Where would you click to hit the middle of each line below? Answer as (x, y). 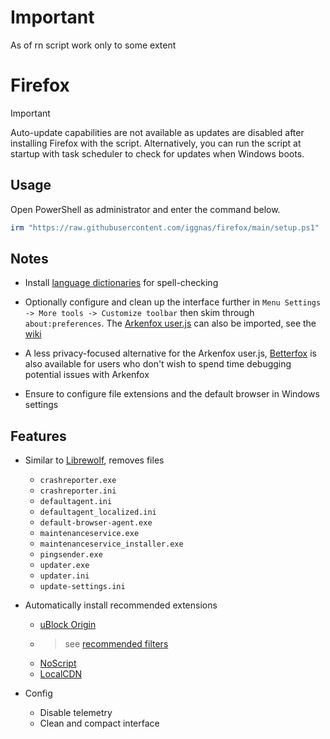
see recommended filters (116, 644)
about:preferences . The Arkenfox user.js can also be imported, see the (170, 323)
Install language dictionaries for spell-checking (121, 283)
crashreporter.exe (78, 481)
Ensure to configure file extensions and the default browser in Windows (172, 394)
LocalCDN (61, 674)
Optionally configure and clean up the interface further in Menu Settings (173, 302)
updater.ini (64, 576)
